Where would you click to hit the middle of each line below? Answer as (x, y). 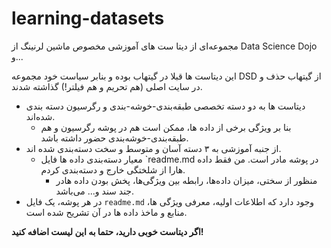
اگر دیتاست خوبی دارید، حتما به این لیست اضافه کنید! (107, 231)
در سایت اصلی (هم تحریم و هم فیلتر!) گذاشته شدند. (107, 86)
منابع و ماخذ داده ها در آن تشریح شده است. (106, 212)
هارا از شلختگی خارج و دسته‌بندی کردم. (113, 169)
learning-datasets (88, 18)
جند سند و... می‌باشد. (95, 191)
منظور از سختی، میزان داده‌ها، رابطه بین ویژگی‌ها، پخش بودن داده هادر (186, 180)
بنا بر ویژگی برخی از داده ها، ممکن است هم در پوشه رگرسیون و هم (166, 127)
